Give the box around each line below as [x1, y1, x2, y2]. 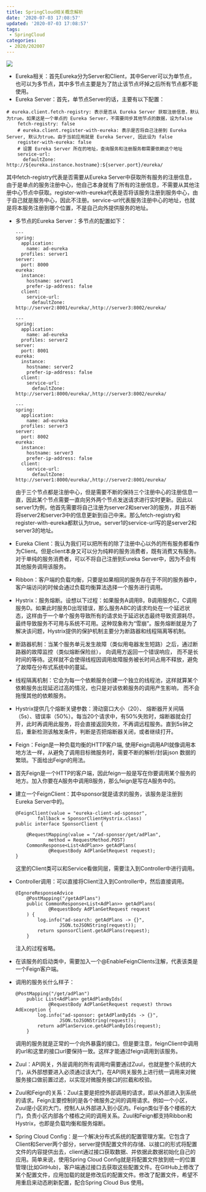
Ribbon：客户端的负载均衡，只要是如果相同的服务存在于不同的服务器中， [15, 576, 200, 583]
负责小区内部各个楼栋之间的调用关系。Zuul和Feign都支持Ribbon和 [26, 1112, 193, 1119]
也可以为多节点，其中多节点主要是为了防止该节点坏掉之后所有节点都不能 [15, 80, 198, 87]
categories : [6, 37, 37, 44]
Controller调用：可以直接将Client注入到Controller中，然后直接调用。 [15, 877, 188, 885]
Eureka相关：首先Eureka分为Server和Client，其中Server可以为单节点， [15, 72, 196, 80]
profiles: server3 [21, 423, 68, 429]
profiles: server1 [21, 251, 68, 257]
